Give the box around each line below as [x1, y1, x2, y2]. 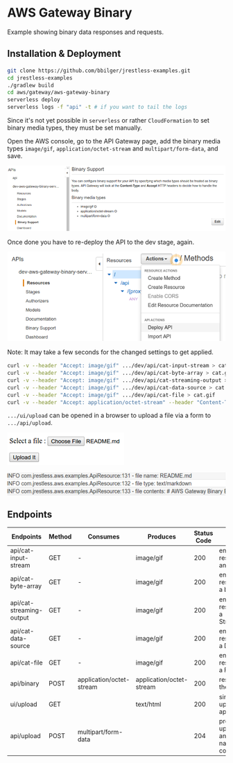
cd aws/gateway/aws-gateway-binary [7, 89, 110, 96]
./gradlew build [7, 82, 54, 89]
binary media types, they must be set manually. [7, 123, 142, 132]
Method [48, 532, 72, 541]
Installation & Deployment [7, 48, 121, 60]
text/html [135, 700, 162, 708]
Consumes [87, 532, 120, 541]
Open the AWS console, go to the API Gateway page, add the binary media [7, 137, 221, 145]
